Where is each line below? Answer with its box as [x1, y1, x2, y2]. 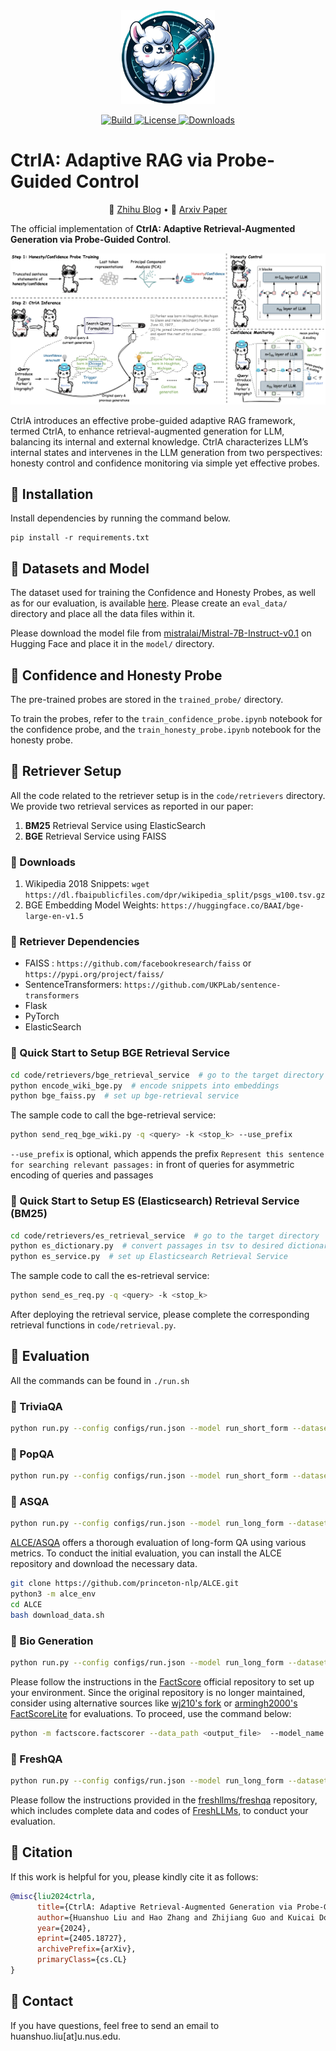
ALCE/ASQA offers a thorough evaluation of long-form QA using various [10, 1537, 307, 1549]
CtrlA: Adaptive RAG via [10, 149, 213, 172]
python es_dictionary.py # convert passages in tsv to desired [10, 1241, 284, 1251]
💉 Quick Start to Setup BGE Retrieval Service [10, 1046, 230, 1060]
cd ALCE [10, 1600, 43, 1610]
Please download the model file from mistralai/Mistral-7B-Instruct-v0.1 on [10, 627, 312, 639]
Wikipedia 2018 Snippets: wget [24, 878, 150, 890]
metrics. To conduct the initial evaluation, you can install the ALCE [10, 1547, 282, 1559]
